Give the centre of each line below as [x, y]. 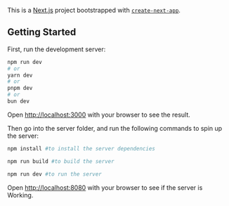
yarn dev [20, 75]
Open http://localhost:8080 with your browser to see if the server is [105, 187]
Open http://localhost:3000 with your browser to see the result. [99, 115]
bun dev [19, 101]
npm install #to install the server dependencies [81, 148]
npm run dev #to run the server [54, 174]
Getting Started [42, 32]
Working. [20, 195]
